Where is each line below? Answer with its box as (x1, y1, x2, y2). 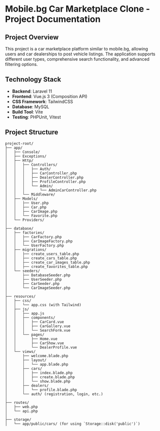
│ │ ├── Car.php (5, 205, 47, 210)
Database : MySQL (12, 103, 50, 110)
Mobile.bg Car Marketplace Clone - (5, 3, 150, 15)
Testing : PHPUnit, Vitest (12, 114, 61, 120)
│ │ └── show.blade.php (5, 379, 71, 384)
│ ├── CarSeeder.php (5, 281, 60, 286)
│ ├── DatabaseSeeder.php (5, 273, 71, 278)
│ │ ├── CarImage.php (5, 209, 57, 214)
